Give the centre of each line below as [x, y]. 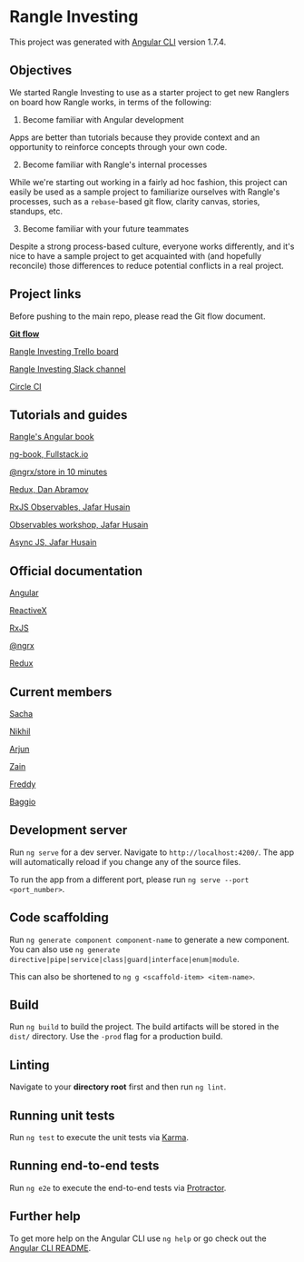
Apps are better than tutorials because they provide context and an [135, 137]
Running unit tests [62, 1115]
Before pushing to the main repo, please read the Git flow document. [137, 316]
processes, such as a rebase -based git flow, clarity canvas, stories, [135, 201]
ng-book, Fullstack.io [49, 454]
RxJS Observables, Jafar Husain [70, 507]
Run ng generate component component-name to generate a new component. [150, 939]
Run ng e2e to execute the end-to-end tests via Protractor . [118, 1187]
